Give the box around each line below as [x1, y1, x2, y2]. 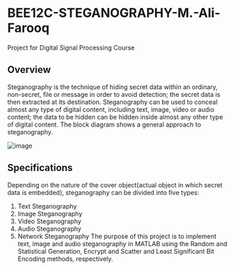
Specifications [7, 162, 73, 174]
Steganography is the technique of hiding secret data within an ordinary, [7, 83, 218, 91]
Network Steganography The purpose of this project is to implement [17, 232, 217, 240]
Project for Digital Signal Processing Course [7, 43, 135, 52]
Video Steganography [17, 217, 81, 225]
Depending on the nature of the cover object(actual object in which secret [7, 180, 223, 189]
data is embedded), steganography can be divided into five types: [7, 188, 199, 196]
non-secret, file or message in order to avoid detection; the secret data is [7, 90, 221, 98]
